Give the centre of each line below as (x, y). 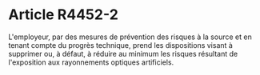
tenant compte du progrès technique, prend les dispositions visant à (121, 45)
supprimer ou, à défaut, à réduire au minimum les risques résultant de (123, 53)
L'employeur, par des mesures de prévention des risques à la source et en (130, 37)
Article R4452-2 (63, 15)
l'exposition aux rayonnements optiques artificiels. (91, 62)
